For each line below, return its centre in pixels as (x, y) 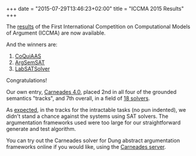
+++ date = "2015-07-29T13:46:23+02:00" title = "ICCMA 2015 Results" (95, 9)
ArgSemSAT (30, 62)
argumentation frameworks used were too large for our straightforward (94, 123)
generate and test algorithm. (41, 129)
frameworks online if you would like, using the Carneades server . (86, 147)
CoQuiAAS (28, 56)
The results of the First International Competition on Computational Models (98, 27)
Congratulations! (27, 80)
